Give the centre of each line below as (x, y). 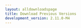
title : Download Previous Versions (41, 14)
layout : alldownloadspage (31, 9)
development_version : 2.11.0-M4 (37, 18)
